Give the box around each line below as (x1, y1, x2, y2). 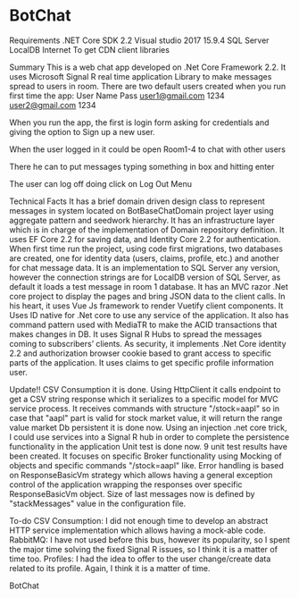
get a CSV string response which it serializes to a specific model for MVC (9, 393, 278, 404)
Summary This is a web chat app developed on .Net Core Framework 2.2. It (9, 62, 287, 72)
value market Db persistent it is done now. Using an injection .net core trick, (9, 422, 287, 433)
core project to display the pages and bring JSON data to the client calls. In (9, 291, 286, 301)
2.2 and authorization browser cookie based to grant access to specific (9, 348, 272, 358)
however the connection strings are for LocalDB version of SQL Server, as (9, 272, 281, 282)
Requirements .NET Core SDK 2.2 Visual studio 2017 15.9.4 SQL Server (9, 35, 270, 46)
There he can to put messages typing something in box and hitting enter (9, 161, 275, 172)
